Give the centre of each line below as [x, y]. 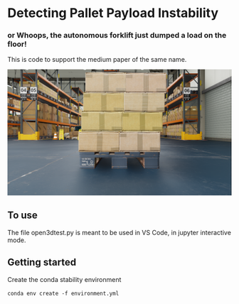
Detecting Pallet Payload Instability [113, 13]
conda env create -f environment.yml [63, 293]
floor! [17, 44]
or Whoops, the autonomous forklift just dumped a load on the [117, 36]
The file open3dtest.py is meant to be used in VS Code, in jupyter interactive [119, 232]
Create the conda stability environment [64, 279]
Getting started [42, 262]
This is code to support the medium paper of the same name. [97, 60]
